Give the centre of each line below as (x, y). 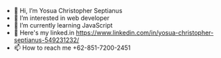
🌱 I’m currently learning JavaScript (63, 25)
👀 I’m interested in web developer (61, 18)
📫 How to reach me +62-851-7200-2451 (72, 48)
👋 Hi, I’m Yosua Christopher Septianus (68, 11)
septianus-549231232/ (46, 40)
